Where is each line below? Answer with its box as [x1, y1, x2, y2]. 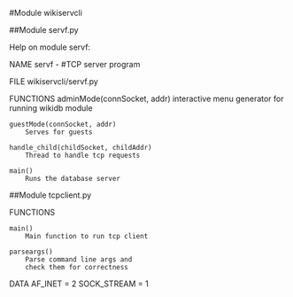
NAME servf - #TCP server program [9, 59, 141, 69]
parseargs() [9, 247, 53, 256]
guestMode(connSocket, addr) [9, 120, 117, 129]
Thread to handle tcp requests [25, 151, 141, 160]
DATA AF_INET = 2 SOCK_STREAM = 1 [9, 278, 149, 289]
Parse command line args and [25, 255, 133, 264]
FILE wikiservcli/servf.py [9, 76, 99, 87]
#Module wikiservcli [9, 8, 82, 18]
